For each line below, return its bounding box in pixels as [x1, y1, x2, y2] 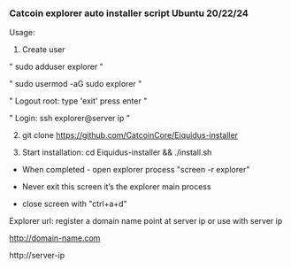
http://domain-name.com [9, 233, 101, 243]
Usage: [9, 27, 35, 38]
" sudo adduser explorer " [9, 61, 103, 73]
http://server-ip [9, 250, 65, 261]
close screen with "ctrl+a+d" [21, 198, 127, 210]
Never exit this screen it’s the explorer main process [21, 181, 211, 192]
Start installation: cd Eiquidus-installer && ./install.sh [21, 147, 212, 158]
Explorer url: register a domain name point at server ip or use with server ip [9, 216, 283, 227]
